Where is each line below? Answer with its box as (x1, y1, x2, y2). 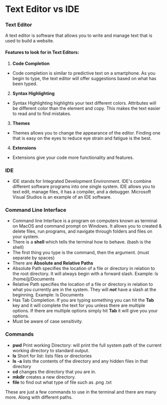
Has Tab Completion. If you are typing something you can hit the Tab (12, 297, 155, 303)
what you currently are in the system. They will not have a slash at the (12, 286, 157, 292)
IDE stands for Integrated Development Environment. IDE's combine (12, 178, 152, 184)
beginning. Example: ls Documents (12, 292, 84, 298)
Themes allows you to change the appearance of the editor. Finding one (12, 130, 161, 135)
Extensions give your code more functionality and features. (12, 154, 134, 160)
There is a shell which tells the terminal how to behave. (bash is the (12, 239, 151, 245)
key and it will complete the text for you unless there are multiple (12, 302, 146, 308)
